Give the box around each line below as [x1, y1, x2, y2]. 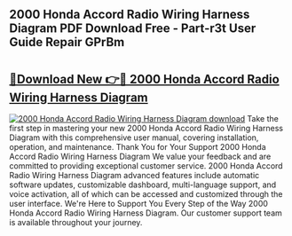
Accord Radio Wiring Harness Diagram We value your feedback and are [9, 151, 272, 161]
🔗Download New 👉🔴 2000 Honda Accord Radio [9, 71, 280, 87]
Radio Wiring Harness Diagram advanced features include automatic [9, 170, 260, 180]
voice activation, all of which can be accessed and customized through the [9, 189, 283, 199]
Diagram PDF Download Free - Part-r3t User [9, 21, 256, 36]
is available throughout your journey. [9, 217, 143, 227]
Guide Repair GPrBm [9, 35, 125, 50]
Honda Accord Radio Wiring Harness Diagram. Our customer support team [9, 208, 282, 218]
